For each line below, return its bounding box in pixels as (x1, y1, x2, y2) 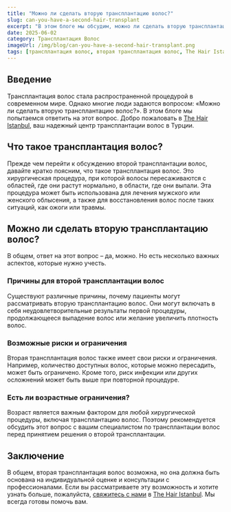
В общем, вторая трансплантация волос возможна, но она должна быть (7, 468, 220, 477)
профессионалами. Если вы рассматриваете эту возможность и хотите (7, 483, 219, 491)
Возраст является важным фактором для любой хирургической (7, 408, 196, 417)
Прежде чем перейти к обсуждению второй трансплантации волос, (7, 159, 208, 167)
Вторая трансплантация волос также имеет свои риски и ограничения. (7, 353, 218, 362)
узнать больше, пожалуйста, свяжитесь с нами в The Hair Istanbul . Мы (7, 490, 215, 498)
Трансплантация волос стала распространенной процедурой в (7, 92, 194, 100)
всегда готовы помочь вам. (7, 498, 88, 506)
